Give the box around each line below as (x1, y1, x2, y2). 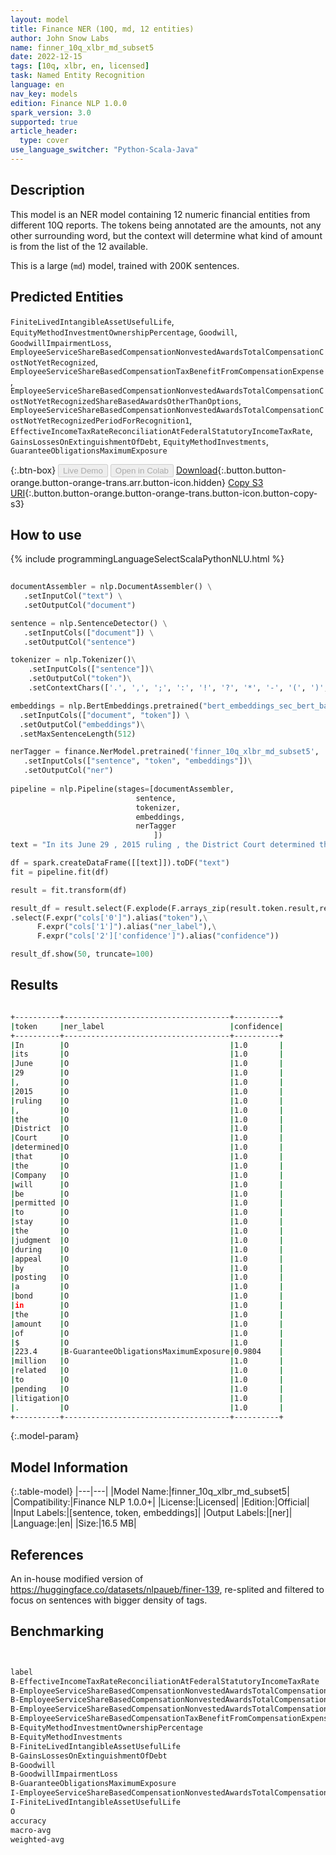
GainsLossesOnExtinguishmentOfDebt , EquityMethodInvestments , (10, 435, 269, 447)
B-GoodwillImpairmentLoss (10, 1769, 118, 1780)
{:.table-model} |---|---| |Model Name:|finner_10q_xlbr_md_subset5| (10, 1486, 290, 1498)
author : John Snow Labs (10, 33, 110, 43)
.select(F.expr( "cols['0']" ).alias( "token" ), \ (10, 912, 208, 923)
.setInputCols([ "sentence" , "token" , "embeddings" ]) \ (23, 756, 253, 766)
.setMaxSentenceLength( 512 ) (19, 729, 137, 739)
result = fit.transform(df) (10, 885, 128, 895)
